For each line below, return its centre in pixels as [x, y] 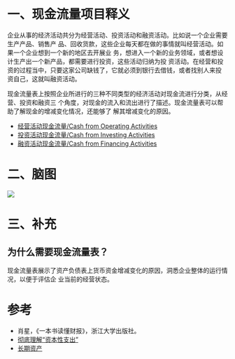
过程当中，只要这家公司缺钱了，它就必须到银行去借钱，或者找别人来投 [120, 70]
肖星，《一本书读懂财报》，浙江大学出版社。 [79, 330]
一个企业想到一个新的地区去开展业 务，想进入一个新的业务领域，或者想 [115, 52]
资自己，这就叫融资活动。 [44, 78]
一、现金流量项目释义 [69, 14]
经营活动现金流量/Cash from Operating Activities [87, 126]
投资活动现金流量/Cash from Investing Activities [86, 134]
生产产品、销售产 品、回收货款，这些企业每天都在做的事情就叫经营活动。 [112, 43]
